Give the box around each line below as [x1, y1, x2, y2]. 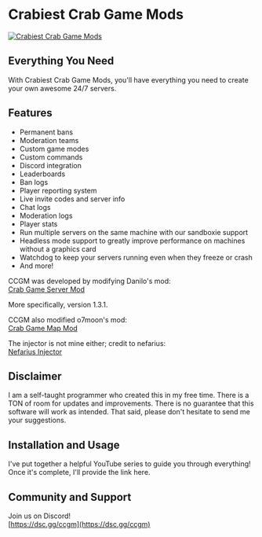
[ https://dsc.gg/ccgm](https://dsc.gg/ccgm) [8, 520, 151, 528]
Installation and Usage [8, 438, 120, 451]
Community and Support [8, 490, 132, 504]
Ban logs [19, 177, 49, 186]
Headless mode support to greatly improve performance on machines [19, 236, 246, 245]
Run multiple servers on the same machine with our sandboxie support [19, 227, 249, 237]
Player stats [19, 219, 58, 229]
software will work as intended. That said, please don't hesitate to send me [8, 407, 251, 417]
